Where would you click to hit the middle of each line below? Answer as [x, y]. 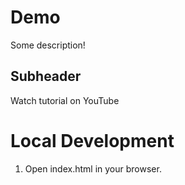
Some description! [48, 45]
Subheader [46, 76]
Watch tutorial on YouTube [65, 100]
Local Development [92, 140]
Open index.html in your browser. [93, 168]
